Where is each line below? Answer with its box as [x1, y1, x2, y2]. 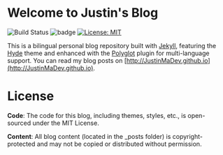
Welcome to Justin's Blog [7, 5, 159, 21]
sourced [7, 119, 31, 127]
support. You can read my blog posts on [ [7, 56, 127, 64]
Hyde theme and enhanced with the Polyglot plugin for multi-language [7, 49, 210, 57]
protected [7, 140, 36, 148]
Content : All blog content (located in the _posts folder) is [7, 132, 171, 140]
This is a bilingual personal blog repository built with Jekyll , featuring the [7, 41, 217, 50]
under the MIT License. [32, 119, 99, 127]
